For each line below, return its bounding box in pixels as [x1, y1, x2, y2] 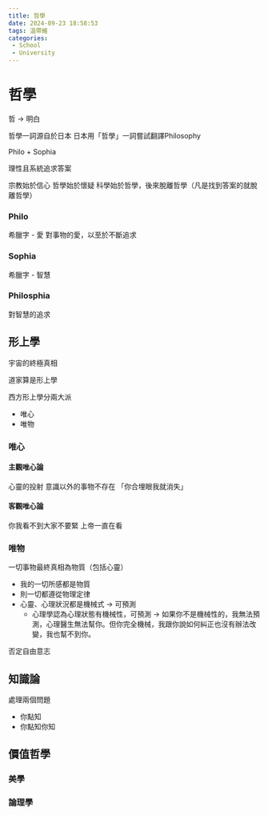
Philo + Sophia [8, 147, 57, 156]
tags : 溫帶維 [8, 26, 48, 34]
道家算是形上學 [8, 375, 58, 384]
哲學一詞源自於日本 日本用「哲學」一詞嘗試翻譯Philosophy [8, 130, 202, 140]
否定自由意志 [8, 646, 50, 656]
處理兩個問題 [8, 695, 50, 705]
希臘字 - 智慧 [8, 270, 51, 279]
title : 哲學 [8, 11, 46, 20]
